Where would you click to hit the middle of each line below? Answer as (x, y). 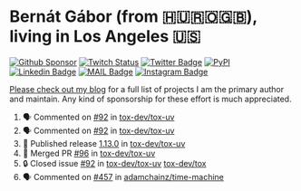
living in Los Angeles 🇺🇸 (105, 37)
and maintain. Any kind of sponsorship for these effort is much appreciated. (150, 99)
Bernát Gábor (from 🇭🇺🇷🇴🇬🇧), (134, 17)
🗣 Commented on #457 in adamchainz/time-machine (123, 177)
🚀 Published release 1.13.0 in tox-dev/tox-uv (104, 143)
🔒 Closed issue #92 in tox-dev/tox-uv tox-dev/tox (114, 163)
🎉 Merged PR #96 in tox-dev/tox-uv (89, 153)
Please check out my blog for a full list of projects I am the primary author (147, 89)
